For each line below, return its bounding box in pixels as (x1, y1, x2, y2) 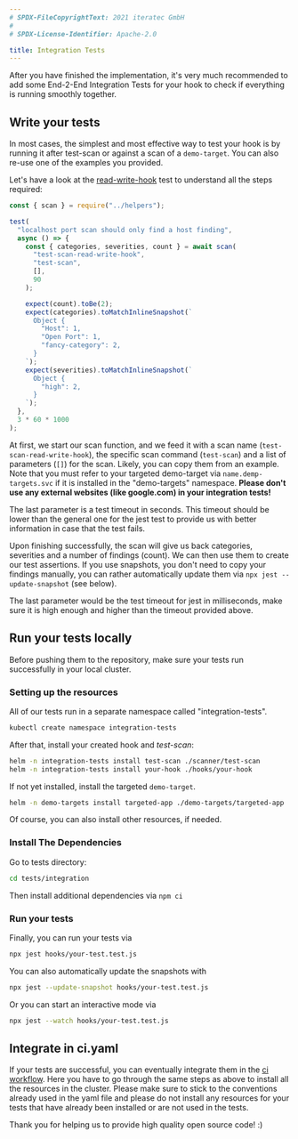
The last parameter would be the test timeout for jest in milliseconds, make (9, 595, 283, 606)
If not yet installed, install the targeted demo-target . (9, 780, 196, 792)
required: (9, 184, 43, 195)
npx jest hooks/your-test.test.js (9, 949, 138, 958)
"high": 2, (41, 382, 82, 392)
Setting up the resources (9, 686, 118, 699)
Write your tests (9, 115, 101, 130)
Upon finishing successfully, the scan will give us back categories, (9, 540, 254, 551)
